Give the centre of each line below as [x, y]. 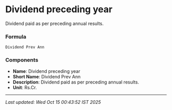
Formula [16, 37]
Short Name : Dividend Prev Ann [47, 76]
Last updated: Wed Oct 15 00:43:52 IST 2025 [53, 102]
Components [22, 60]
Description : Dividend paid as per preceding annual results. [76, 82]
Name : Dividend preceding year [46, 71]
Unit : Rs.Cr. [25, 87]
